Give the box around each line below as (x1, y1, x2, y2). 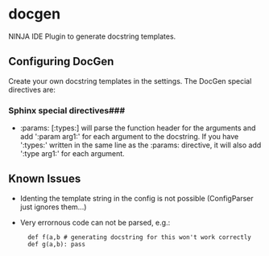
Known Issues (8, 172, 81, 186)
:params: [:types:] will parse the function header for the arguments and (19, 123, 256, 133)
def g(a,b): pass (27, 240, 86, 248)
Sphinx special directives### (8, 105, 126, 116)
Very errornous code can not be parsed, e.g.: (19, 217, 171, 227)
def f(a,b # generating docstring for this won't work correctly (27, 233, 251, 242)
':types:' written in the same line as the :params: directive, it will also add (19, 140, 262, 150)
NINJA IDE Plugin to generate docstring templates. (8, 31, 176, 41)
